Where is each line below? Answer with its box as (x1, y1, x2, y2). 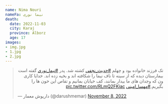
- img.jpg (5, 44, 26, 49)
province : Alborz (10, 30, 46, 35)
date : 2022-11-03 (10, 21, 46, 26)
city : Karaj (10, 26, 35, 31)
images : (5, 40, 22, 45)
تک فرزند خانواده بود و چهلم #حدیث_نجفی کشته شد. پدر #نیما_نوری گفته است (18, 67, 163, 73)
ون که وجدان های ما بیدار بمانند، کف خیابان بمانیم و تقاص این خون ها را (31, 78, 163, 84)
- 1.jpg (5, 49, 22, 54)
